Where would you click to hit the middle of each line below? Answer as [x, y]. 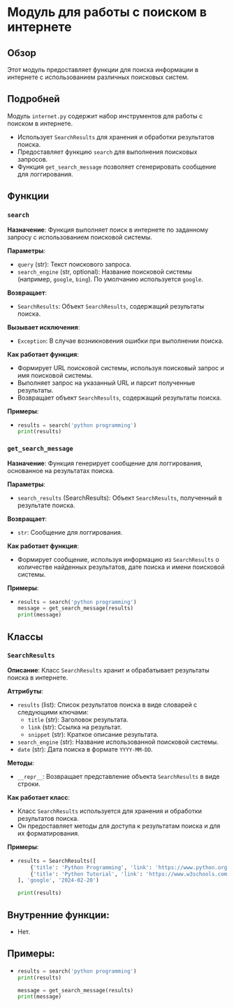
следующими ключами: [53, 712]
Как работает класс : [39, 797]
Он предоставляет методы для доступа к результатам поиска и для [119, 826]
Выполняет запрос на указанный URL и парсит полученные [106, 383]
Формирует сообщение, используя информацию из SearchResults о [118, 559]
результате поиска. [46, 505]
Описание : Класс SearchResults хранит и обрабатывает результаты [108, 670]
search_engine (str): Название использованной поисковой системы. [118, 742]
